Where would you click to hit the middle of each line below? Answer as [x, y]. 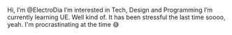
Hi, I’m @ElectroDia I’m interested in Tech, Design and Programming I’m [110, 10]
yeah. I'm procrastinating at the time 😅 [63, 24]
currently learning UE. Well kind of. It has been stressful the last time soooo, [116, 17]
